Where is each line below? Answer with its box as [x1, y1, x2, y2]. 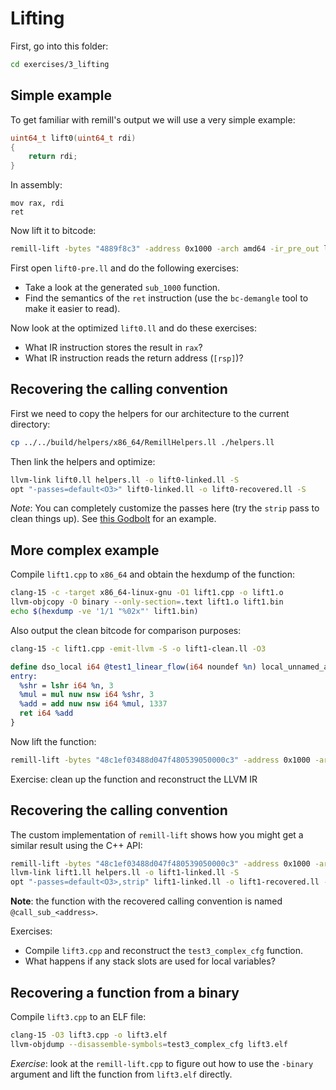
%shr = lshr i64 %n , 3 [19, 680, 114, 691]
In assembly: [10, 179, 63, 191]
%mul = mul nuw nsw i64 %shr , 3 [19, 690, 155, 700]
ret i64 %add [19, 708, 74, 719]
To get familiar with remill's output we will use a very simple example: [10, 113, 296, 126]
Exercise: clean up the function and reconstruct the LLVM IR [10, 773, 258, 785]
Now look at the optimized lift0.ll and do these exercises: [10, 322, 258, 334]
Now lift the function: [10, 735, 97, 747]
